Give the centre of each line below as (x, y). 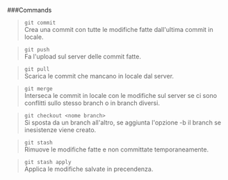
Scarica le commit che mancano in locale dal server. (99, 76)
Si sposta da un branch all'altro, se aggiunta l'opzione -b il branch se (122, 122)
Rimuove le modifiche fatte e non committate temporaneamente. (116, 149)
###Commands (30, 10)
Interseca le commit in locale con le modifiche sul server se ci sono (121, 96)
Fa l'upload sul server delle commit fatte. (82, 56)
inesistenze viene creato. (60, 130)
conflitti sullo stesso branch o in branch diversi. (92, 103)
